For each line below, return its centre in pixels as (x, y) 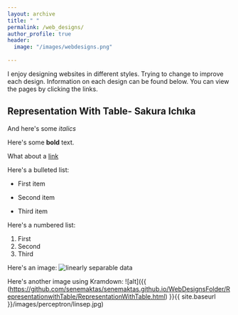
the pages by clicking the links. (53, 89)
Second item (36, 197)
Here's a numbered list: (42, 225)
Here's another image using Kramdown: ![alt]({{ (77, 281)
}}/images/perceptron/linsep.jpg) (56, 304)
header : (19, 41)
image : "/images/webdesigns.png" (63, 47)
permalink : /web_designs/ (45, 27)
